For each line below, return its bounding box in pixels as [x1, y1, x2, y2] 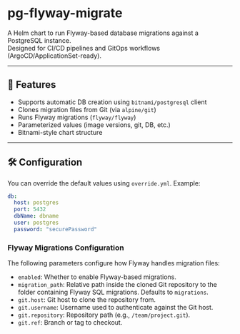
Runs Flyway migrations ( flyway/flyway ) [17, 113, 136, 121]
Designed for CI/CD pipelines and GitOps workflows [7, 44, 161, 52]
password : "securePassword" [14, 226, 98, 233]
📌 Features [7, 79, 56, 91]
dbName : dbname [14, 213, 59, 220]
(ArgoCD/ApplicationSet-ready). [7, 51, 102, 60]
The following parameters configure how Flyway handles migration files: [7, 259, 220, 268]
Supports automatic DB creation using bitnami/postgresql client [17, 98, 207, 106]
